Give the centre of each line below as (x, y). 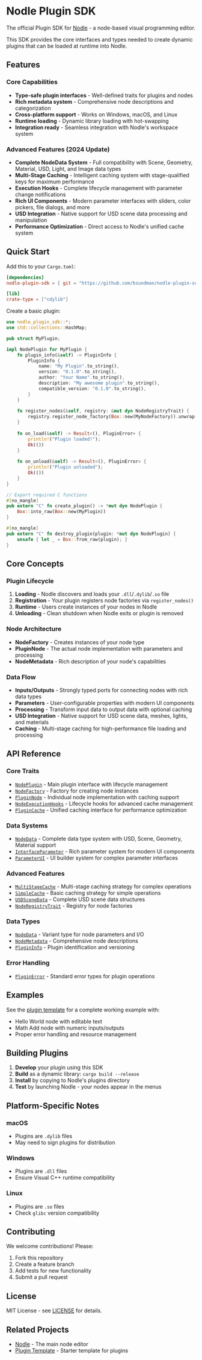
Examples (25, 995)
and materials (32, 722)
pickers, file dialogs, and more (52, 207)
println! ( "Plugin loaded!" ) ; (64, 439)
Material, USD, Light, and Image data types (68, 169)
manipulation (31, 220)
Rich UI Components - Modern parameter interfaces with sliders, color (103, 201)
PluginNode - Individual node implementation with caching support (97, 797)
